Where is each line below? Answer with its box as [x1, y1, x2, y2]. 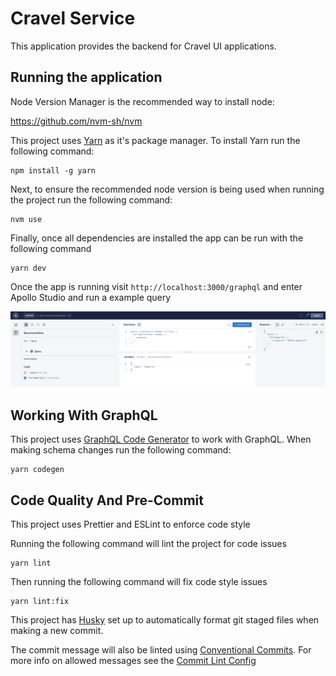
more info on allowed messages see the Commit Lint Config [10, 654, 257, 666]
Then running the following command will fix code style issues [10, 575, 268, 587]
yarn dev [10, 263, 47, 273]
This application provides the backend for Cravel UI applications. [10, 40, 277, 52]
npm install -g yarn [10, 165, 97, 176]
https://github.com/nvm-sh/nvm [10, 115, 143, 127]
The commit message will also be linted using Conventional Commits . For [10, 643, 312, 656]
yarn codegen [10, 465, 65, 475]
